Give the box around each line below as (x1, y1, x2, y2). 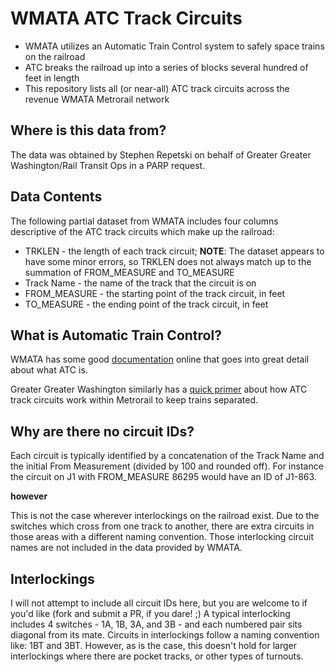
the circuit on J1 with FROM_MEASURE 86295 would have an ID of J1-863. (10, 471, 317, 483)
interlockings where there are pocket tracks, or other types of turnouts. (10, 650, 304, 662)
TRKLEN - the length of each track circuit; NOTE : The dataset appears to (24, 245, 325, 257)
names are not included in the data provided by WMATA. (10, 542, 243, 554)
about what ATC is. (10, 364, 88, 376)
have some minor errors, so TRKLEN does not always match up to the (24, 255, 312, 267)
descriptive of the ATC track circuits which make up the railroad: (10, 225, 275, 237)
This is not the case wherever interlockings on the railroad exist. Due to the (10, 510, 320, 522)
